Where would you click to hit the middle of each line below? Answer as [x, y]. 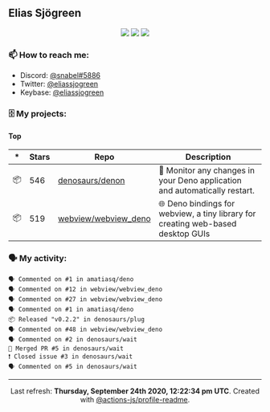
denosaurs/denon [91, 181]
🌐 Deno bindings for [197, 204]
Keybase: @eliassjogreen [62, 92]
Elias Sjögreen [45, 13]
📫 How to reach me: [49, 55]
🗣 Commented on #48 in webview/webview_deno [86, 329]
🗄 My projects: [37, 114]
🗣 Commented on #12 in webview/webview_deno [86, 289]
